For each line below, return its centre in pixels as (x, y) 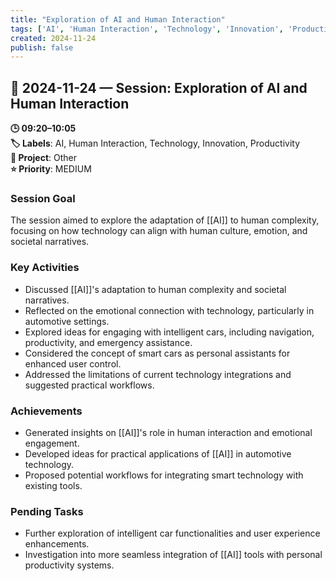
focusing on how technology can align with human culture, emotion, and (159, 231)
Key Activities (45, 268)
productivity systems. (69, 565)
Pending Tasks (47, 511)
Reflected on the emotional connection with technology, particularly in (169, 310)
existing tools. (53, 485)
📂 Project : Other (43, 158)
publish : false (42, 47)
